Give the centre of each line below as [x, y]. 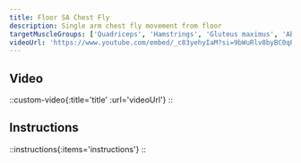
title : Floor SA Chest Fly [60, 17]
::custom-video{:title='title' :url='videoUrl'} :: [91, 100]
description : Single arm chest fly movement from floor [116, 26]
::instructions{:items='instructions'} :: [77, 149]
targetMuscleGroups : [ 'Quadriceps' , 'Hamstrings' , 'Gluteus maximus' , [144, 34]
